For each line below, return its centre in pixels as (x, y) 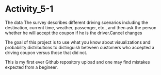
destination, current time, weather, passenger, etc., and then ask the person (81, 27)
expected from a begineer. (32, 67)
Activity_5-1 (29, 9)
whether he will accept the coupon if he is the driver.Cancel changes (73, 33)
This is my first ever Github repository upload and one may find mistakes (78, 62)
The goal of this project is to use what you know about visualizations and (78, 42)
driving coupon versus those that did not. (46, 53)
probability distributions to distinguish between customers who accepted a (80, 47)
